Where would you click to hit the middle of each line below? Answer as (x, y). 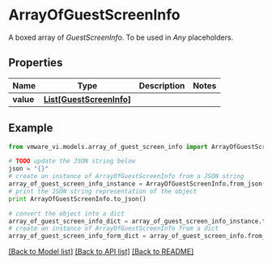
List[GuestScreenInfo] (87, 99)
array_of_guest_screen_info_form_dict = (78, 236)
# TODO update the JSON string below (72, 161)
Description (162, 85)
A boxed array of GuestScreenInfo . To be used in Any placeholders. (121, 37)
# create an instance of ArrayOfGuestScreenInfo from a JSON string (126, 177)
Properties (36, 63)
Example (31, 128)
